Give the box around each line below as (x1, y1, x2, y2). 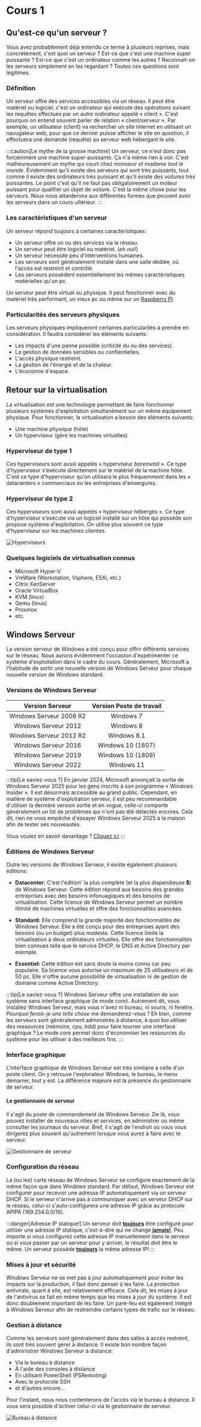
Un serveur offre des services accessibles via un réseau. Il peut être (6, 97, 175, 105)
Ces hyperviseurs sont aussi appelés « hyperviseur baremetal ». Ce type (6, 460, 187, 467)
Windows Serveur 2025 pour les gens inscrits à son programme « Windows (6, 782, 193, 790)
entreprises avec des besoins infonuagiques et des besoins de (14, 892, 170, 899)
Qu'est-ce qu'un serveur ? (6, 28, 107, 38)
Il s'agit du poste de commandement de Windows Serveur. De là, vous (6, 1110, 180, 1118)
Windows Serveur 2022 (14, 761, 82, 769)
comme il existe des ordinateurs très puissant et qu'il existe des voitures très (6, 173, 196, 180)
